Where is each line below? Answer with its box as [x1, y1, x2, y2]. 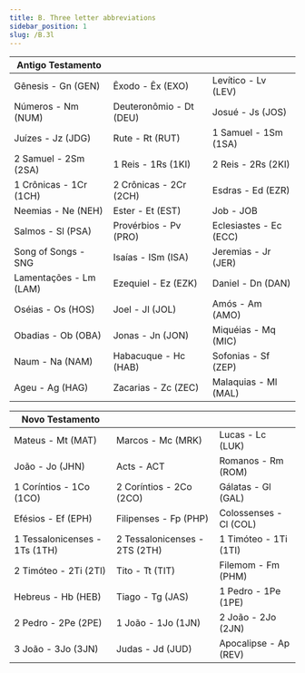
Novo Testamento [21, 414, 101, 426]
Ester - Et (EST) [113, 205, 182, 218]
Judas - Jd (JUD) [116, 643, 192, 656]
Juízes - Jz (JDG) [14, 132, 92, 145]
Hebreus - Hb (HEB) [14, 590, 102, 603]
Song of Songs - [14, 246, 86, 258]
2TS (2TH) [116, 544, 162, 557]
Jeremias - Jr [212, 246, 271, 258]
